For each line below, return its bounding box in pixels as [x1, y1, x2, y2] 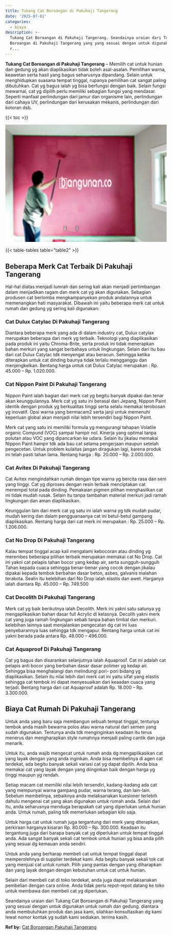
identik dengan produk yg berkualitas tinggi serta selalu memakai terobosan [5, 403, 165, 410]
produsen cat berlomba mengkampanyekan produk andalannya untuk [5, 295, 153, 301]
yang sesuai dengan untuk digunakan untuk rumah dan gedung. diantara [5, 903, 159, 909]
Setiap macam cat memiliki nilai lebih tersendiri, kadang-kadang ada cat [5, 782, 157, 788]
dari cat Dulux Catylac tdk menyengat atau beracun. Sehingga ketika [5, 352, 150, 358]
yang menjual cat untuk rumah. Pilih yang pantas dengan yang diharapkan [5, 861, 162, 867]
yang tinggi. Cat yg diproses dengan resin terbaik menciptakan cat [5, 481, 146, 487]
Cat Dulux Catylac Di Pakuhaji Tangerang [5, 318, 110, 326]
